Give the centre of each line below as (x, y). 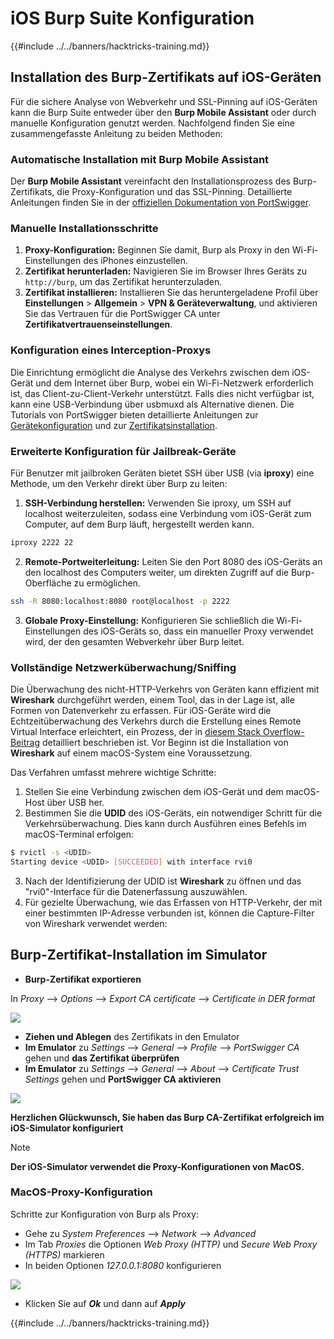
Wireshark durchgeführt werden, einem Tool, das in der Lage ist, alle (152, 699)
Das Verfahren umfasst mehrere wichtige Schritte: (113, 772)
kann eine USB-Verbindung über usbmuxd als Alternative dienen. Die (152, 404)
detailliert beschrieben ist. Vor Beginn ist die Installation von (165, 742)
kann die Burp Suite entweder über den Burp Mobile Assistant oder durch (163, 112)
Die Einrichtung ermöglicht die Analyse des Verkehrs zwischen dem (150, 372)
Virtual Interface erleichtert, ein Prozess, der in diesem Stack (136, 731)
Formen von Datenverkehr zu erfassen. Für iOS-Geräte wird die (141, 710)
